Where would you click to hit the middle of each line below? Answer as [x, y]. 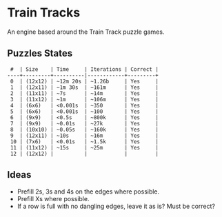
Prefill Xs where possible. [53, 198]
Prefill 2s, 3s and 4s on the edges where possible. [88, 192]
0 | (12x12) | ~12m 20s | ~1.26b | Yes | [84, 81]
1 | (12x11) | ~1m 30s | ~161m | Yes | [84, 87]
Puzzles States [40, 53]
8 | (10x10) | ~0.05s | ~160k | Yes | [84, 130]
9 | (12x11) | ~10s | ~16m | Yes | [84, 136]
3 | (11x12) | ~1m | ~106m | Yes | [84, 99]
